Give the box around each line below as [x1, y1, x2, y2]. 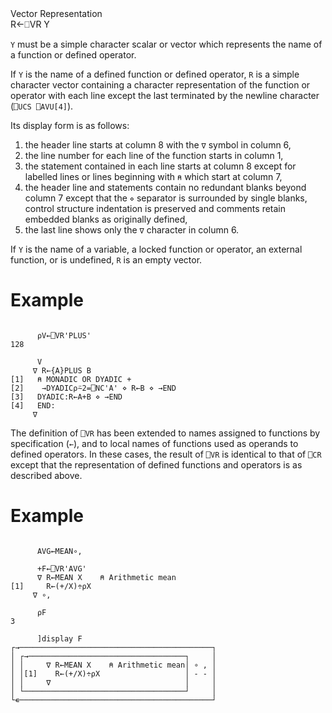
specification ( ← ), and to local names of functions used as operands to [10, 437, 299, 449]
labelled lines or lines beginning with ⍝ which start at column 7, [24, 171, 283, 182]
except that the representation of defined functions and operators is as [10, 458, 303, 471]
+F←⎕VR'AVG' [36, 563, 87, 574]
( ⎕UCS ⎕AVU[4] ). [10, 100, 74, 112]
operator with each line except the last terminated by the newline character [10, 90, 320, 101]
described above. [10, 469, 83, 481]
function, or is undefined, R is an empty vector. [10, 254, 203, 266]
